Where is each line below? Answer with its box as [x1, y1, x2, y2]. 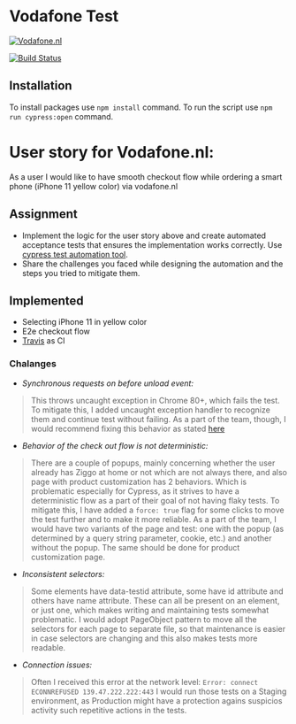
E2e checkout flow [21, 326, 91, 337]
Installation [9, 78, 72, 94]
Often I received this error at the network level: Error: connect [30, 676, 259, 687]
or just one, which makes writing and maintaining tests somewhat [30, 605, 269, 615]
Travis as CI [21, 335, 65, 346]
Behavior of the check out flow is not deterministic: [21, 440, 209, 451]
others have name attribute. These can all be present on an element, [30, 595, 280, 605]
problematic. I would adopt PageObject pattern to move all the [30, 613, 258, 625]
